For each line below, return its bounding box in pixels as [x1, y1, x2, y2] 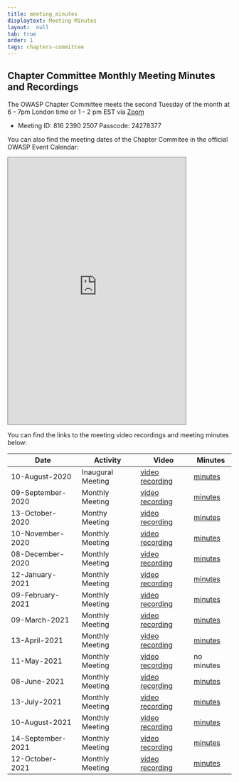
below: [7, 438, 27, 447]
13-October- [11, 508, 57, 518]
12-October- [11, 754, 57, 763]
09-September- [11, 487, 67, 497]
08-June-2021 [11, 676, 65, 686]
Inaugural [81, 467, 114, 477]
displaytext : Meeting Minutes [7, 17, 97, 24]
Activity [93, 455, 122, 465]
